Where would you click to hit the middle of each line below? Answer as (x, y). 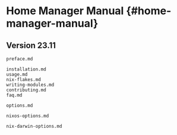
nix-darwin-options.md (34, 126)
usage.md (17, 75)
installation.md (26, 69)
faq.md (14, 95)
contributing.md (26, 90)
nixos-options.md (28, 116)
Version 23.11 (31, 45)
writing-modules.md (30, 85)
